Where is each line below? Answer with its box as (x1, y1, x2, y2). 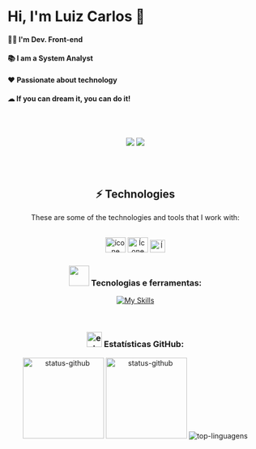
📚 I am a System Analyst (7, 53, 94, 63)
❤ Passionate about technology (7, 74, 118, 84)
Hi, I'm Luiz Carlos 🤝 (7, 7, 145, 26)
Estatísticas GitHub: (103, 339, 184, 350)
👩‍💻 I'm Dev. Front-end (7, 34, 83, 44)
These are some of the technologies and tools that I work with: (31, 212, 240, 222)
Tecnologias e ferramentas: (91, 277, 203, 288)
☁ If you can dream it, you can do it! (7, 93, 131, 104)
